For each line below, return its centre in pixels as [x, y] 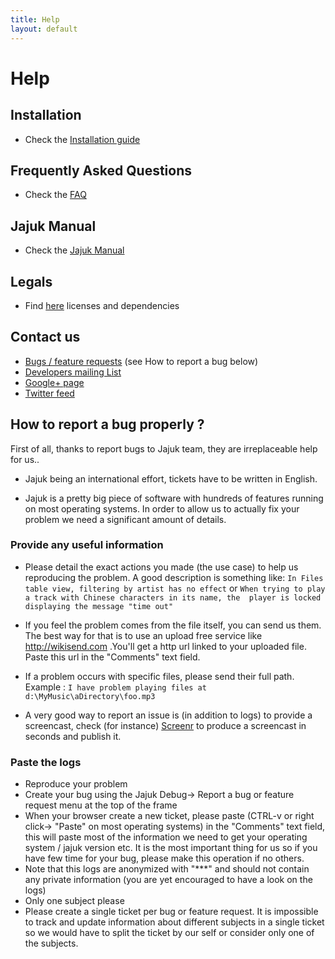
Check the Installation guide [82, 139]
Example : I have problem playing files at [115, 687]
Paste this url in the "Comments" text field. [112, 657]
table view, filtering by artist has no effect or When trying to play [175, 588]
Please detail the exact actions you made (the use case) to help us [161, 567]
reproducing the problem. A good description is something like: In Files [174, 577]
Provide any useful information [87, 545]
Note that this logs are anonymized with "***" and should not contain [167, 869]
